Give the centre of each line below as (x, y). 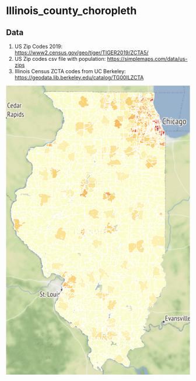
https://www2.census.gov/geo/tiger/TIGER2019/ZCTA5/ (81, 53)
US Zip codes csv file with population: (60, 59)
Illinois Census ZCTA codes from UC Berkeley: (70, 71)
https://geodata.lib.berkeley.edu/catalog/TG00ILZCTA (79, 78)
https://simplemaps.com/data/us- (147, 59)
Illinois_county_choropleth (71, 11)
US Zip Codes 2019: (38, 46)
